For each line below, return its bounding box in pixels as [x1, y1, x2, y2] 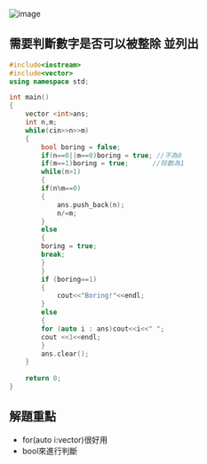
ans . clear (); [41, 349, 90, 358]
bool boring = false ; [41, 142, 122, 151]
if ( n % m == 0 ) [41, 184, 82, 193]
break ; [41, 250, 66, 260]
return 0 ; [25, 374, 62, 383]
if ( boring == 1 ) [41, 275, 98, 284]
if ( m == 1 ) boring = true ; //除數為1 [41, 159, 185, 168]
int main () [9, 93, 50, 102]
